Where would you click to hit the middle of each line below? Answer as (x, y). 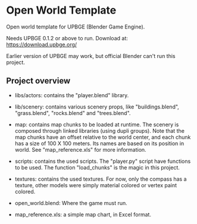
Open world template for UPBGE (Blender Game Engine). (76, 27)
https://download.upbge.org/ (42, 44)
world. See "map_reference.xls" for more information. (81, 149)
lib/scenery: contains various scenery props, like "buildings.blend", (97, 107)
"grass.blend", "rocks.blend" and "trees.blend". (73, 113)
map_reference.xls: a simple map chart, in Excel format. (83, 215)
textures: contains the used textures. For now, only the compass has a (101, 179)
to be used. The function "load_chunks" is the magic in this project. (97, 167)
